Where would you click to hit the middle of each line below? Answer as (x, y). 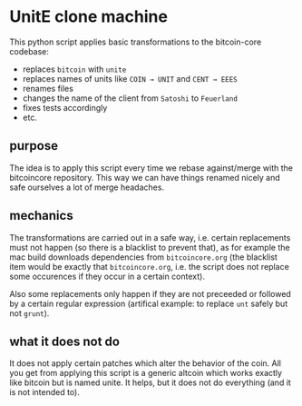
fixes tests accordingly (65, 107)
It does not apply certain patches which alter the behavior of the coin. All (145, 363)
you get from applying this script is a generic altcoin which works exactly (146, 373)
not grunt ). (29, 313)
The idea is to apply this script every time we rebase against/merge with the (151, 168)
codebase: (29, 51)
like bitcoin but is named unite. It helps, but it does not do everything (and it (151, 382)
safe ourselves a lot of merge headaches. (87, 187)
